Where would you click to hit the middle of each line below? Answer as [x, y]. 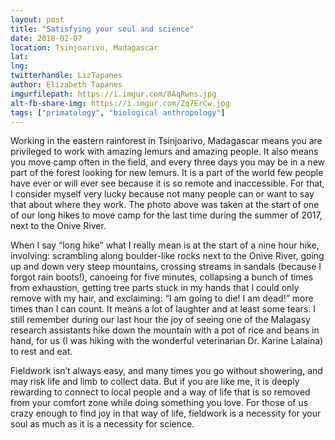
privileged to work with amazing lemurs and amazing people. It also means [164, 152]
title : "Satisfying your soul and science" [102, 29]
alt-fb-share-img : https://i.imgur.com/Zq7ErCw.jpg [120, 103]
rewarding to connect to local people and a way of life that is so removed [160, 392]
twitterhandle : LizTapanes [66, 76]
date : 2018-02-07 [46, 38]
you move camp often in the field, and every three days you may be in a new [167, 162]
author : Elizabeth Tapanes [66, 85]
